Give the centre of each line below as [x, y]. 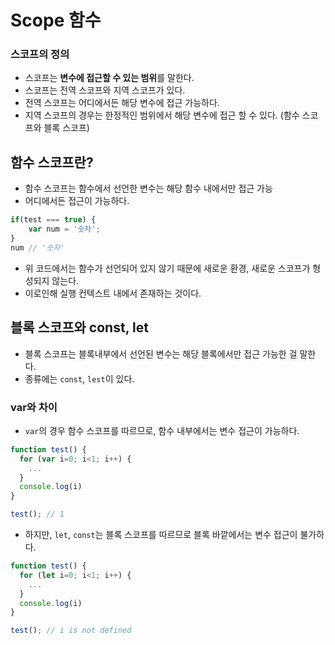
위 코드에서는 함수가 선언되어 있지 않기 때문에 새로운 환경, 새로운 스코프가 [167, 268]
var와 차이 [34, 407]
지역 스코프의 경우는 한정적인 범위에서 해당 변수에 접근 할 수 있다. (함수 [162, 115]
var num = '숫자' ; [64, 229]
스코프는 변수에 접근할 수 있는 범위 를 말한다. [109, 78]
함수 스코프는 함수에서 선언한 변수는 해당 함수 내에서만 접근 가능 [148, 188]
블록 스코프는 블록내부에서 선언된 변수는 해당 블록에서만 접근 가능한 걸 [161, 353]
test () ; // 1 [37, 514]
